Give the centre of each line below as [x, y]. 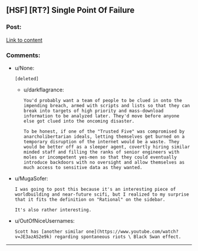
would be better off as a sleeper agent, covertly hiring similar [107, 147]
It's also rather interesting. [53, 210]
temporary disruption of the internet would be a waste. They [101, 141]
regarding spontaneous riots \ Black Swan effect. [118, 237]
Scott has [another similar [49, 232]
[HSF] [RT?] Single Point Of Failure [70, 10]
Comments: [23, 55]
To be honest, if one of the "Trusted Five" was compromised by [104, 131]
